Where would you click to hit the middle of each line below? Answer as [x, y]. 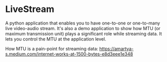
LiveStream [30, 9]
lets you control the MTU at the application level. [56, 39]
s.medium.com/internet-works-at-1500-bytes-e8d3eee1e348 [69, 54]
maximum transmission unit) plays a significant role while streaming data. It [83, 33]
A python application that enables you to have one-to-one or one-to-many [83, 23]
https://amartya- [117, 48]
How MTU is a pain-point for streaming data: [52, 48]
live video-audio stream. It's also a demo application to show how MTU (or [83, 28]
